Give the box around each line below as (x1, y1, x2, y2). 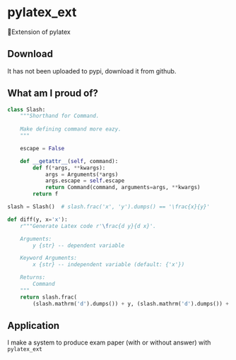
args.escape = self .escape (45, 177, 125, 184)
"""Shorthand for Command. (20, 112, 100, 120)
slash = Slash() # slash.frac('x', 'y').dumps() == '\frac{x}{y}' (7, 203, 211, 210)
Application (7, 319, 60, 332)
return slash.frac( (20, 294, 78, 301)
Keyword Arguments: (20, 255, 78, 262)
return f (33, 191, 59, 198)
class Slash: (7, 106, 46, 113)
